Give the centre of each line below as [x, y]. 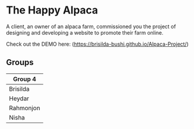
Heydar [19, 99]
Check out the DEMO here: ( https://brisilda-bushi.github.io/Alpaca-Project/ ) [97, 44]
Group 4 [25, 79]
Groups [20, 62]
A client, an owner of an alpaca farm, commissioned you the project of [91, 26]
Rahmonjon [25, 108]
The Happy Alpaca [52, 10]
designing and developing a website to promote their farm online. [85, 32]
